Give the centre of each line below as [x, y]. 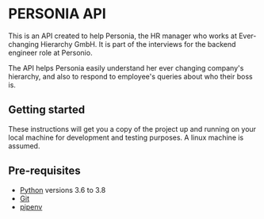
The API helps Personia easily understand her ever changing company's [126, 67]
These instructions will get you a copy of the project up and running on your [132, 129]
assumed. [24, 146]
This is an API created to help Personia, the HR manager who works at [123, 36]
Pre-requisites [44, 171]
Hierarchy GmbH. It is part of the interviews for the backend [138, 44]
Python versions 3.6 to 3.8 [63, 190]
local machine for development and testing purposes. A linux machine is [126, 137]
